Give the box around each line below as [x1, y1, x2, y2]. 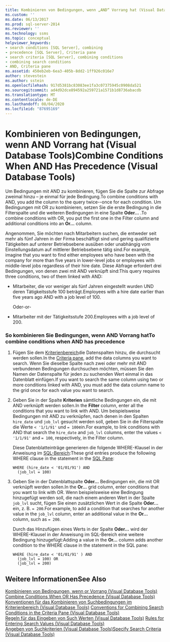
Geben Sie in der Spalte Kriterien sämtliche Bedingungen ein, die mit [12, 397, 157, 403]
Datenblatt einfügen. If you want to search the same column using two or [12, 376, 163, 383]
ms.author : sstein [5, 78, 44, 83]
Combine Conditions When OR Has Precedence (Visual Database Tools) [5, 594, 155, 600]
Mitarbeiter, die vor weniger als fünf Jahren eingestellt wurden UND [12, 283, 154, 289]
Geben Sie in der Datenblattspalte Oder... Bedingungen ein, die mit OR [12, 479, 160, 485]
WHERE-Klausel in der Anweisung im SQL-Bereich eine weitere [12, 531, 144, 538]
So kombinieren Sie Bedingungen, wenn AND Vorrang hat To [5, 332, 155, 339]
